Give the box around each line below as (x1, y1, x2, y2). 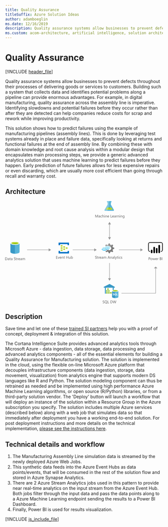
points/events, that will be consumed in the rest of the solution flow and (12, 469, 160, 475)
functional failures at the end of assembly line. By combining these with (5, 141, 152, 147)
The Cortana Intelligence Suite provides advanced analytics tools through (5, 340, 156, 346)
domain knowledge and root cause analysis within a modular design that (5, 146, 154, 152)
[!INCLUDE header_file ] (5, 68, 53, 74)
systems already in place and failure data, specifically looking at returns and (5, 135, 162, 141)
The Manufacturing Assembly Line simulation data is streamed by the (12, 453, 155, 459)
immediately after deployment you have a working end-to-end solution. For (5, 415, 160, 421)
